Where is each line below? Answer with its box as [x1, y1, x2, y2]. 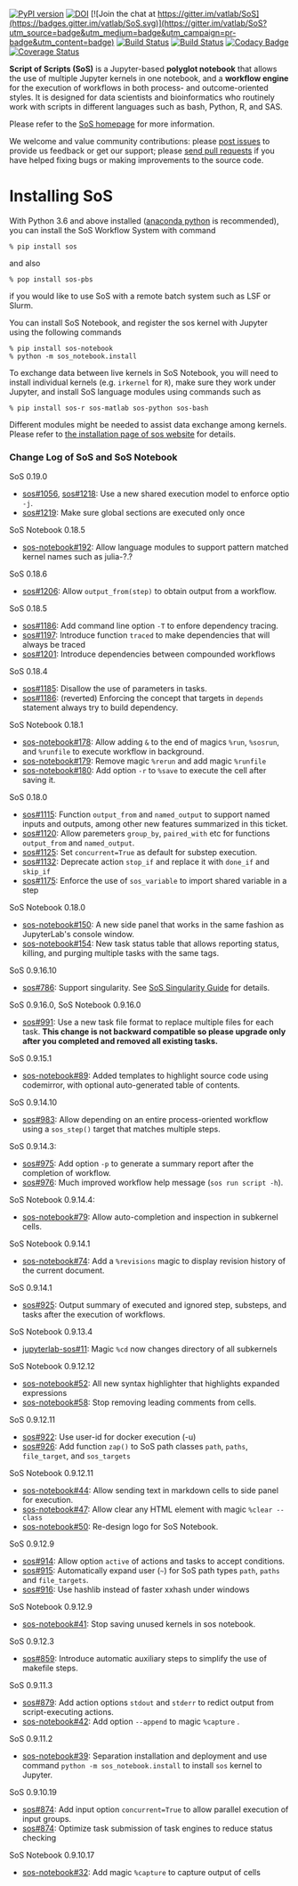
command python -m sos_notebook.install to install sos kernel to [21, 1760, 262, 1771]
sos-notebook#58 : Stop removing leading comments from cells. [21, 1397, 257, 1408]
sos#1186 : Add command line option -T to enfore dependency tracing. [21, 620, 278, 632]
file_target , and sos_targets [21, 1450, 131, 1461]
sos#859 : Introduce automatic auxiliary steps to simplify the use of [21, 1653, 267, 1664]
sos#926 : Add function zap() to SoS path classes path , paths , [21, 1441, 248, 1452]
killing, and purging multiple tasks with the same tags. [21, 948, 220, 959]
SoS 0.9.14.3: [9, 1141, 57, 1152]
